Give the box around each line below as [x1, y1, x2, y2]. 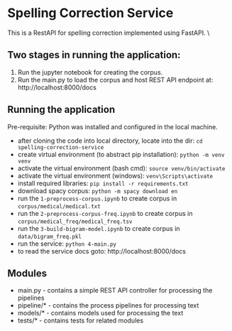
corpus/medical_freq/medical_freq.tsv [17, 218, 133, 225]
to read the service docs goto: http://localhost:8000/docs [17, 246, 187, 255]
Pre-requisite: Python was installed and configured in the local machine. [7, 122, 218, 131]
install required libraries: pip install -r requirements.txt [17, 179, 189, 188]
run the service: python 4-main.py [17, 239, 117, 248]
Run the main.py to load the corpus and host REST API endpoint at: [17, 75, 214, 84]
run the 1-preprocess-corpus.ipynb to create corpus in [17, 194, 177, 202]
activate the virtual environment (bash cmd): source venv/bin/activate [17, 163, 226, 172]
